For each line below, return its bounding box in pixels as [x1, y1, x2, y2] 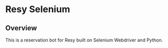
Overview [5, 24, 38, 32]
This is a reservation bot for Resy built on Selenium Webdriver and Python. [5, 37, 163, 43]
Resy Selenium [5, 4, 70, 15]
